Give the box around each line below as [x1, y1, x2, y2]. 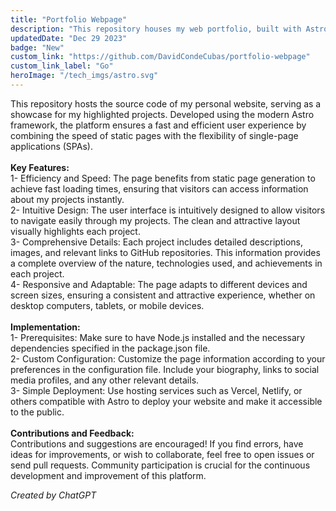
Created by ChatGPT [10, 489, 97, 501]
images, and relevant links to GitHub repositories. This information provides [10, 246, 321, 258]
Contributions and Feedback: [10, 427, 135, 439]
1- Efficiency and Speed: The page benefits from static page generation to [10, 172, 316, 184]
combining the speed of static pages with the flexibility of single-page [10, 129, 299, 141]
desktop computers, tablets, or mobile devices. [10, 299, 205, 311]
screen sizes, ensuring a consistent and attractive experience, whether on [10, 289, 316, 301]
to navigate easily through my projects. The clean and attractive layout [10, 214, 301, 226]
